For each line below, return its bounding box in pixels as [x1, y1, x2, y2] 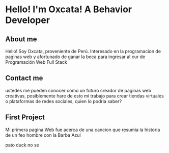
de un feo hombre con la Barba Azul [5, 132, 81, 138]
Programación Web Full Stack [5, 59, 67, 65]
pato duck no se [5, 142, 39, 148]
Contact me [5, 74, 43, 83]
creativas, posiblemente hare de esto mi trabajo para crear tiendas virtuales [5, 93, 164, 99]
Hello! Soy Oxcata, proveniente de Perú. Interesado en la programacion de [5, 48, 161, 54]
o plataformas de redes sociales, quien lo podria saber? [5, 98, 122, 104]
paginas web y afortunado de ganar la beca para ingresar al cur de [5, 54, 146, 60]
